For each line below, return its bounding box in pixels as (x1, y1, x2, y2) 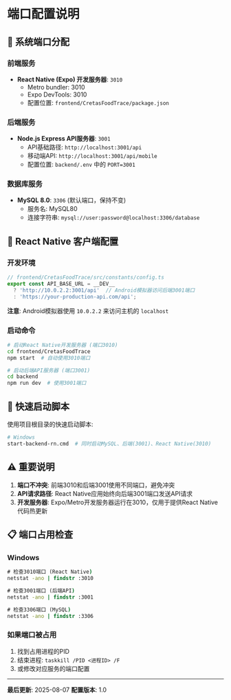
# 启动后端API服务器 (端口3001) (7, 367, 91, 374)
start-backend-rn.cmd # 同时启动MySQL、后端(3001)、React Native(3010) (7, 440, 212, 447)
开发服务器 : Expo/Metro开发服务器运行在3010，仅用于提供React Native (16, 498, 219, 506)
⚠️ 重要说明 (7, 461, 55, 473)
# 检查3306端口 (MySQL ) (7, 606, 71, 613)
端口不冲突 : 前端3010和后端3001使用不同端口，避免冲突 (16, 481, 175, 489)
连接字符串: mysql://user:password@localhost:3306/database (27, 213, 200, 221)
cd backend (7, 373, 38, 380)
